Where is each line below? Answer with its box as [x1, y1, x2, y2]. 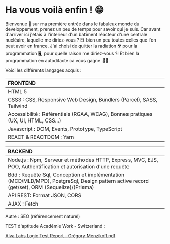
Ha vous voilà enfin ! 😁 [5, 4, 104, 16]
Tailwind [8, 102, 28, 109]
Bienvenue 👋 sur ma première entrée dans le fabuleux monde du [5, 21, 140, 27]
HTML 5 [8, 88, 27, 95]
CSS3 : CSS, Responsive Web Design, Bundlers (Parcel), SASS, [8, 96, 158, 103]
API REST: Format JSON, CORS [8, 192, 82, 199]
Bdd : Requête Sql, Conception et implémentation [8, 171, 125, 178]
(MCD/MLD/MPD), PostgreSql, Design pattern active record [8, 177, 149, 184]
